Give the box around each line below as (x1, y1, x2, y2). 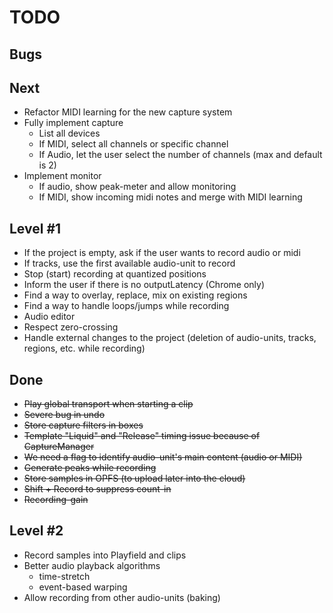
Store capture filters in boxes (23, 419, 144, 431)
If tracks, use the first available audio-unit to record (23, 257, 236, 270)
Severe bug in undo (23, 409, 106, 421)
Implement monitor (23, 170, 102, 182)
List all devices (38, 127, 101, 140)
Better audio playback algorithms (23, 559, 161, 571)
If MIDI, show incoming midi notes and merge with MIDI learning (38, 191, 303, 203)
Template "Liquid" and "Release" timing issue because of (23, 430, 261, 442)
